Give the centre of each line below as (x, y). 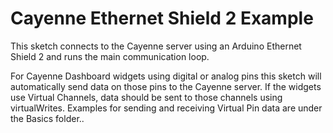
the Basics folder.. (47, 118)
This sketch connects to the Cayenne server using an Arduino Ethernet (156, 46)
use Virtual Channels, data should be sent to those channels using (146, 97)
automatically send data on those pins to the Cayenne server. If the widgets (166, 86)
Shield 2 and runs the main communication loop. (110, 56)
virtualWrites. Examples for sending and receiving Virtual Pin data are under (166, 108)
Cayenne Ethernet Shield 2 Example (162, 18)
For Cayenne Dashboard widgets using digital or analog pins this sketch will (166, 76)
